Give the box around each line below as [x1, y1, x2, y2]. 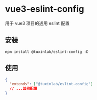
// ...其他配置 [9, 86, 38, 91]
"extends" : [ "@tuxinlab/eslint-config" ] [9, 82, 93, 87]
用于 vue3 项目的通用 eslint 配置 [5, 20, 70, 26]
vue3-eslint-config [5, 3, 84, 15]
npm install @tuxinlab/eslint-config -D [5, 49, 89, 54]
